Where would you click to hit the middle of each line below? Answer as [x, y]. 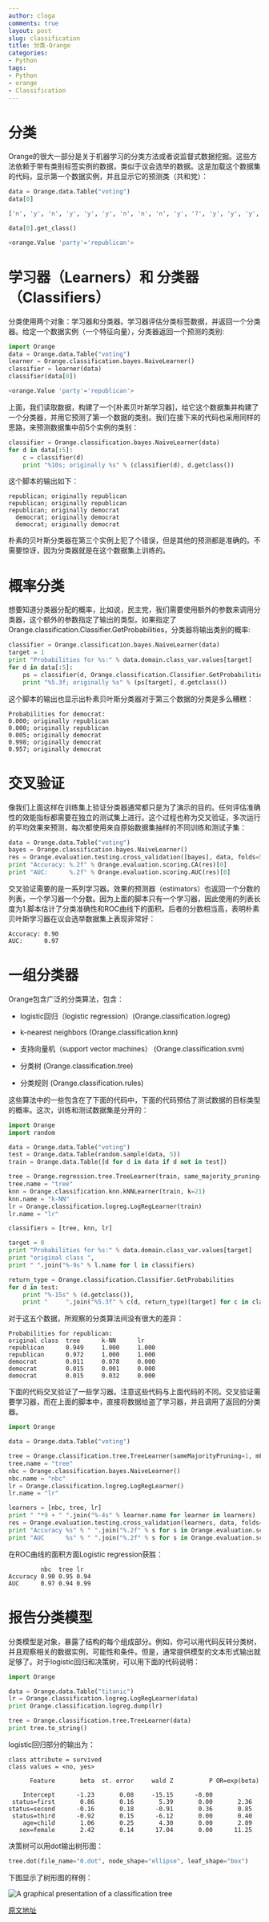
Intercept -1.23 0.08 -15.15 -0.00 [118, 1795]
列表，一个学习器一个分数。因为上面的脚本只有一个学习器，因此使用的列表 [131, 898]
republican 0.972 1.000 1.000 [82, 1355]
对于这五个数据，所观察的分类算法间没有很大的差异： [96, 1319]
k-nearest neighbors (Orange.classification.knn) [99, 1032]
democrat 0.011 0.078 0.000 [82, 1362]
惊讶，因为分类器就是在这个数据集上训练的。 [96, 550]
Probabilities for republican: [60, 1334]
